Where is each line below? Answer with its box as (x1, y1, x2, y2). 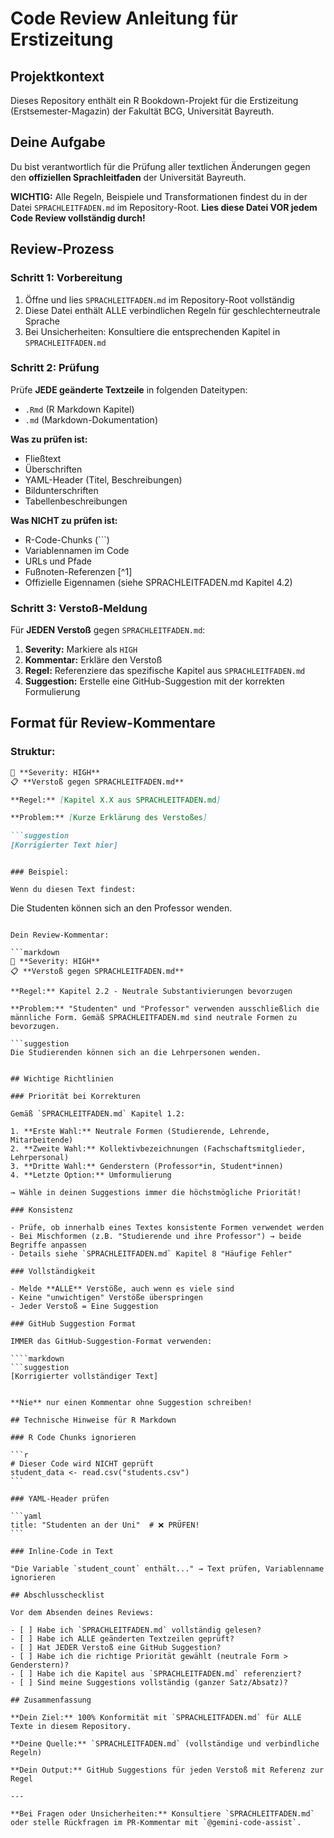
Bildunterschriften (24, 484, 99, 496)
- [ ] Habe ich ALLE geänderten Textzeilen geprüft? (10, 1634, 235, 1644)
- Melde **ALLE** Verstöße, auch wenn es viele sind (10, 1284, 235, 1294)
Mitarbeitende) (10, 1135, 74, 1146)
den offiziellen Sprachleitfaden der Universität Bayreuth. (10, 171, 247, 183)
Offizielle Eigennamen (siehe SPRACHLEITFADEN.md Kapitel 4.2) (24, 576, 293, 588)
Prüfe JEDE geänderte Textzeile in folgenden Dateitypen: (10, 383, 248, 396)
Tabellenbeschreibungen (24, 495, 128, 507)
